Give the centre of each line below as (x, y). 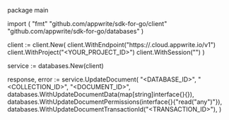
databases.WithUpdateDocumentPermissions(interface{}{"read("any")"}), (115, 102)
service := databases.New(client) (55, 66)
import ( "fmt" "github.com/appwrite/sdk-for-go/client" (87, 24)
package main (28, 10)
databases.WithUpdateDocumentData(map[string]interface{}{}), (101, 94)
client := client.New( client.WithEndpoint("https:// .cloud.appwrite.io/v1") (112, 45)
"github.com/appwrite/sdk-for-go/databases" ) (76, 31)
